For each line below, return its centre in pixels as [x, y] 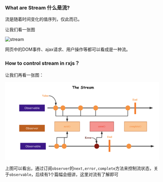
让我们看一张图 [20, 30]
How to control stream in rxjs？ [42, 63]
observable [20, 175]
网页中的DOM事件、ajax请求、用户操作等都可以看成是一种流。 [68, 49]
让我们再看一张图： [24, 75]
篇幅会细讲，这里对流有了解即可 [86, 175]
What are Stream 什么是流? [37, 7]
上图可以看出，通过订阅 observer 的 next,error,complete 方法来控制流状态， [80, 168]
